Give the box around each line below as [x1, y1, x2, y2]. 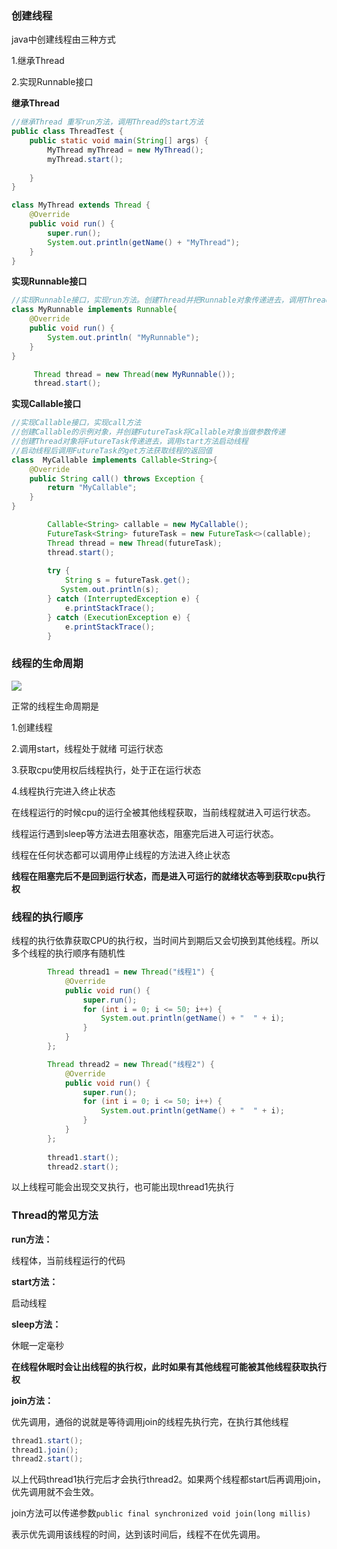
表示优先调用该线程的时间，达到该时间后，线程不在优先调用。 [11, 1528, 266, 1541]
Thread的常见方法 [11, 1208, 99, 1222]
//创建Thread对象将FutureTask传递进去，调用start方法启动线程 [11, 437, 249, 447]
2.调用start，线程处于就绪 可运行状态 [11, 742, 164, 754]
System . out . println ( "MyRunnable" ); [47, 332, 200, 342]
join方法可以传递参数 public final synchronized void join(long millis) [11, 1507, 312, 1519]
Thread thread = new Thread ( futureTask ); [47, 538, 223, 548]
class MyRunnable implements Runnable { [11, 305, 178, 315]
